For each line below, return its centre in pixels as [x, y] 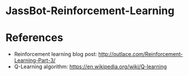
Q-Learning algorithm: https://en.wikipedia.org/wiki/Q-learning [90, 67]
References [34, 38]
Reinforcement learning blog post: [56, 54]
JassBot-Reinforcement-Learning [90, 11]
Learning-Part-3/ [35, 61]
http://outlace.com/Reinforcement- [141, 54]
